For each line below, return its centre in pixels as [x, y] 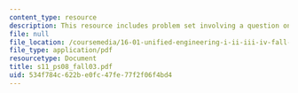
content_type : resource [53, 17]
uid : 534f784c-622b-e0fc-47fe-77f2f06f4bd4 [91, 75]
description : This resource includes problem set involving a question [144, 26]
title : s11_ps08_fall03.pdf [61, 67]
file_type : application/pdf [61, 50]
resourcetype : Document [53, 58]
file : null [29, 34]
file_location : [37, 42]
